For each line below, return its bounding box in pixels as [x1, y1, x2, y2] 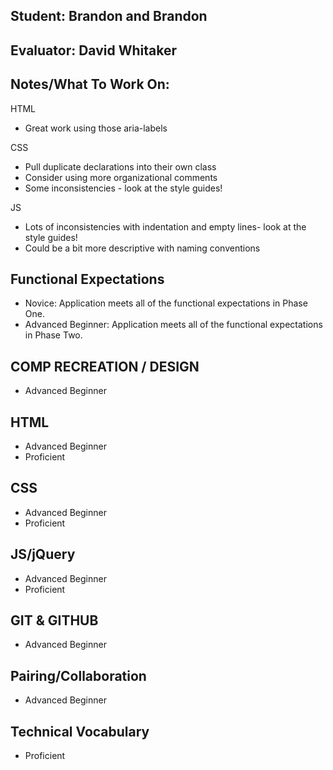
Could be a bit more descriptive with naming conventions [24, 242, 261, 254]
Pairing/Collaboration [10, 667, 147, 684]
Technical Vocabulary [10, 723, 150, 740]
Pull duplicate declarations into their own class [24, 160, 217, 173]
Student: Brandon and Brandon [10, 8, 208, 25]
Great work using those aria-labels [24, 122, 168, 134]
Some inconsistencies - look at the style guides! [24, 182, 223, 194]
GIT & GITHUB [10, 612, 99, 629]
